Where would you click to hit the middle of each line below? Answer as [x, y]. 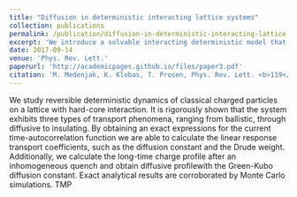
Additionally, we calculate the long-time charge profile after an [123, 156]
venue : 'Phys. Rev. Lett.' [59, 58]
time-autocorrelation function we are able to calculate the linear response [143, 137]
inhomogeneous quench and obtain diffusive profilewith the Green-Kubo [141, 165]
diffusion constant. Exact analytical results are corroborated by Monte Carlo [147, 175]
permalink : [29, 34]
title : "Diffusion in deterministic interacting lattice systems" [134, 17]
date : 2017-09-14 [41, 50]
